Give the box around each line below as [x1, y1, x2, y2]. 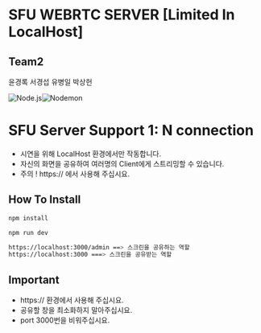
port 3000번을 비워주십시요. [19, 315, 110, 325]
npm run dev [8, 228, 48, 236]
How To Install [8, 193, 81, 207]
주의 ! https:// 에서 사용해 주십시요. [19, 169, 130, 179]
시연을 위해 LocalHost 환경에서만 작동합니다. [19, 149, 162, 158]
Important [8, 273, 60, 286]
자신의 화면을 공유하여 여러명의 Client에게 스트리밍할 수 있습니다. [19, 158, 225, 168]
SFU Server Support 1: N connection [8, 121, 254, 140]
